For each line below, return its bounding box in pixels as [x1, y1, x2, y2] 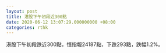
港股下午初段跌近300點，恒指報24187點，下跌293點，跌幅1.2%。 [6, 41, 164, 48]
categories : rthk [6, 24, 48, 31]
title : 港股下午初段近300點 [6, 14, 67, 20]
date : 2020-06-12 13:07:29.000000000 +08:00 [6, 19, 116, 25]
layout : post [6, 8, 38, 14]
